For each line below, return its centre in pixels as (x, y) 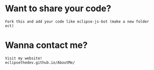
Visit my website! (24, 58)
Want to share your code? (58, 9)
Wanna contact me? (46, 45)
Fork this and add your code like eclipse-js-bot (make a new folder (77, 22)
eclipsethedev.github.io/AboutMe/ (40, 62)
